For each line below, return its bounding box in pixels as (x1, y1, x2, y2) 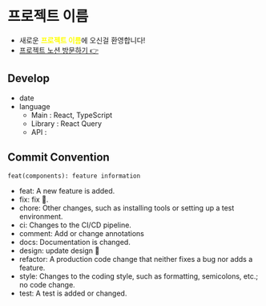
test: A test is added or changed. (18, 288, 127, 298)
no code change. (18, 279, 75, 289)
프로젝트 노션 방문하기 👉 (18, 45, 99, 55)
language (18, 101, 50, 111)
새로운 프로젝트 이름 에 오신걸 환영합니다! (18, 35, 146, 45)
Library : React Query (30, 118, 102, 129)
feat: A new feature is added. (18, 186, 115, 195)
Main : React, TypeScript (30, 110, 113, 120)
